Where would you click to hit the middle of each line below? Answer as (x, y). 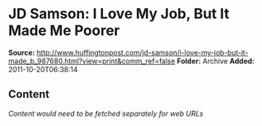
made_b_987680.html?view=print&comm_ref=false (92, 61)
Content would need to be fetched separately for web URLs (106, 113)
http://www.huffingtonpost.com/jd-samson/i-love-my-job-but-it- (143, 52)
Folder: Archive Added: (215, 61)
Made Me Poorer (64, 31)
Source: (22, 52)
